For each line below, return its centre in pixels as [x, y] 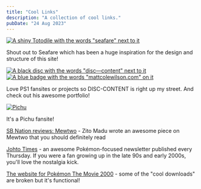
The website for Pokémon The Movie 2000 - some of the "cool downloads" [101, 174]
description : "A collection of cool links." [64, 18]
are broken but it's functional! [43, 180]
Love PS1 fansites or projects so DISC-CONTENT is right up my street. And [100, 89]
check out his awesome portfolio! [48, 96]
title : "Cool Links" [33, 12]
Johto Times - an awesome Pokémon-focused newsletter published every [99, 149]
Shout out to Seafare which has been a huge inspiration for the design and [100, 52]
